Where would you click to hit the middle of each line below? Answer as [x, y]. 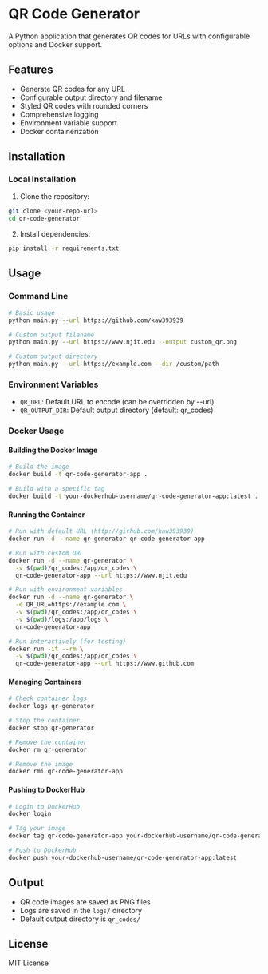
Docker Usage [36, 431]
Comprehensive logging [59, 114]
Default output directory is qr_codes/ [80, 919]
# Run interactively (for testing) [67, 641]
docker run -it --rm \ [46, 649]
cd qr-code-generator [44, 219]
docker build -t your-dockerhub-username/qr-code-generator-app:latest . [134, 496]
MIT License [29, 963]
